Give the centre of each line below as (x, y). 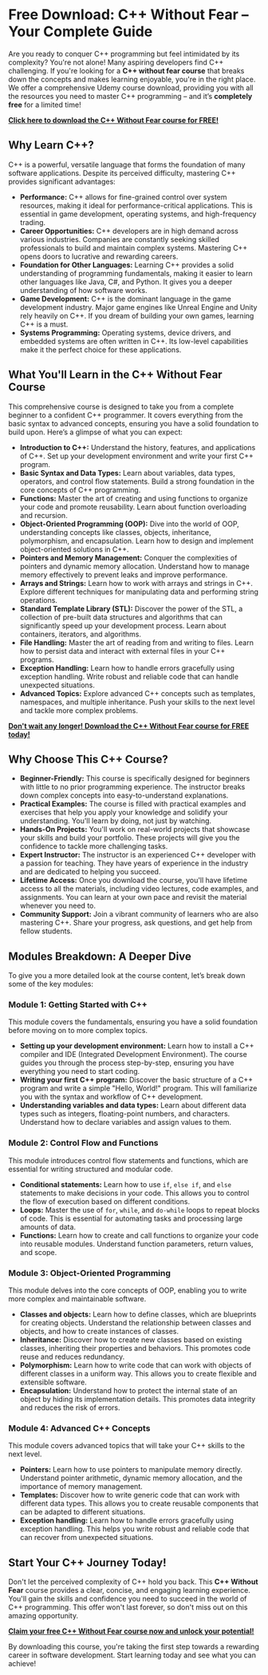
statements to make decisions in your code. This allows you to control (134, 1193)
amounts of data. (48, 1226)
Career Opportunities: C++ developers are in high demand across (129, 231)
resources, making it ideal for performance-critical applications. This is (136, 205)
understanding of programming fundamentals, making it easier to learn (136, 273)
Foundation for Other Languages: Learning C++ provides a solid (126, 264)
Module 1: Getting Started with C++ (78, 1005)
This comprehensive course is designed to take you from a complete (121, 406)
